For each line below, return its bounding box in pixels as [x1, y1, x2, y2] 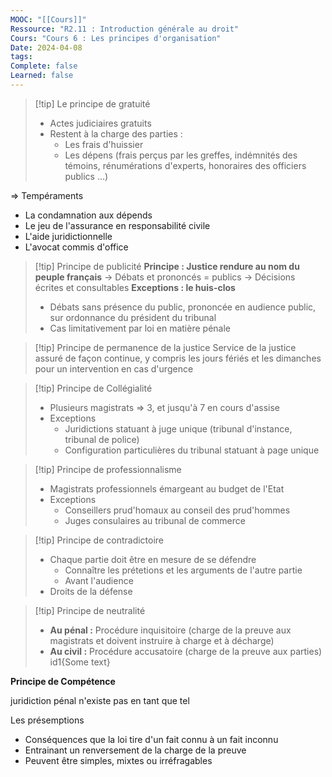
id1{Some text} [49, 656, 111, 668]
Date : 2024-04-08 [10, 42, 83, 53]
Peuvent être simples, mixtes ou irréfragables [24, 754, 213, 766]
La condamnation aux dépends [24, 209, 153, 221]
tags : [10, 52, 33, 62]
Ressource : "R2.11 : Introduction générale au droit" [10, 24, 240, 34]
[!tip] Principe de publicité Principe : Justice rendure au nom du [34, 260, 300, 272]
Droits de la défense [49, 585, 133, 597]
